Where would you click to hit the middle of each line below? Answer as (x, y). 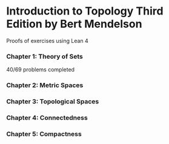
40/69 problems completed (40, 70)
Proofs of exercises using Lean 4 (48, 41)
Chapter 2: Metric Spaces (45, 85)
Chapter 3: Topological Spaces (53, 102)
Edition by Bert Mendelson (74, 24)
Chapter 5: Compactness (44, 134)
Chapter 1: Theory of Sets (45, 56)
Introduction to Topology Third (85, 11)
